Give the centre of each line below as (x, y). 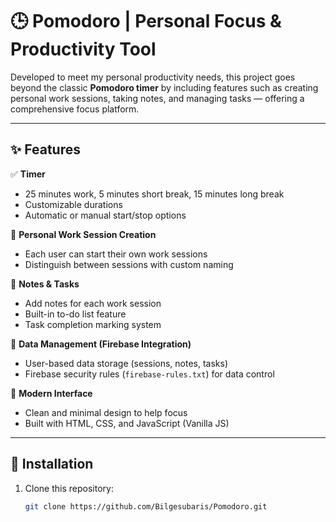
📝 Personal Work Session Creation (83, 234)
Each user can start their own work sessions (116, 254)
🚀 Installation (52, 464)
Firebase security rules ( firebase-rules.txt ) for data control (149, 374)
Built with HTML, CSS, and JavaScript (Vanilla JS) (127, 423)
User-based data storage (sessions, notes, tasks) (126, 363)
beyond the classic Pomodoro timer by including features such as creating (164, 87)
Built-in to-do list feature (75, 314)
